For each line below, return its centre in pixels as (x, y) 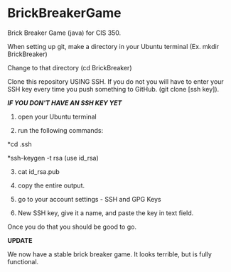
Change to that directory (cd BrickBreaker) (70, 67)
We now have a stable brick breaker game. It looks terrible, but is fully (109, 254)
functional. (23, 261)
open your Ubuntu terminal (57, 116)
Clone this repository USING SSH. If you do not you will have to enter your (116, 81)
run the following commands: (60, 130)
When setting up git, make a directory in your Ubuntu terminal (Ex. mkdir (113, 46)
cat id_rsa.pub (39, 171)
